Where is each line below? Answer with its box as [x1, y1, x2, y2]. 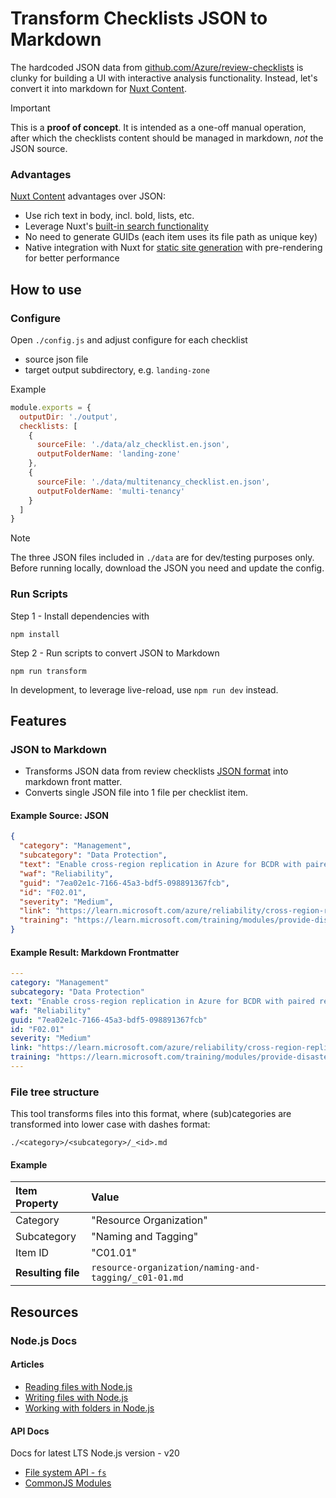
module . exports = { [10, 402, 92, 412]
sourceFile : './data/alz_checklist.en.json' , [36, 440, 230, 450]
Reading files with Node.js [24, 1380, 133, 1392]
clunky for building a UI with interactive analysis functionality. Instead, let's [10, 72, 318, 84]
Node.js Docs [10, 1333, 78, 1347]
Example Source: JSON [10, 809, 109, 821]
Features [10, 712, 67, 729]
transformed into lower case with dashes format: [10, 1118, 211, 1131]
